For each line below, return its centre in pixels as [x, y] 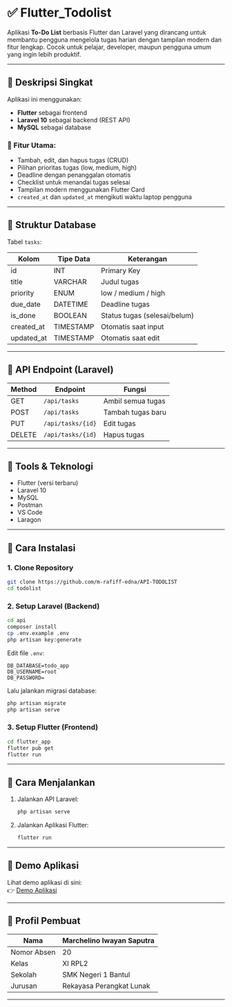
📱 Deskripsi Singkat [50, 83]
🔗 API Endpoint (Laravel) [60, 370]
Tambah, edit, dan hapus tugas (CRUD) [73, 160]
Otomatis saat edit [130, 338]
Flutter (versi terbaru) [48, 483]
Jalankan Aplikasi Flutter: [53, 825]
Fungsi [135, 389]
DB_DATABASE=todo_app [38, 666]
